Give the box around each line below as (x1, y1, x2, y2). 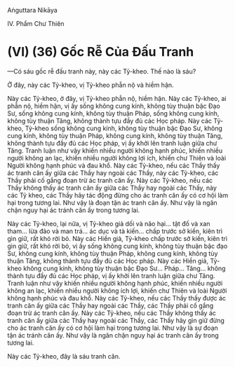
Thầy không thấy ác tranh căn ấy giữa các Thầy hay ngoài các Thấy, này (7, 183, 217, 192)
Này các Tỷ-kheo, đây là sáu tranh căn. (7, 352, 121, 360)
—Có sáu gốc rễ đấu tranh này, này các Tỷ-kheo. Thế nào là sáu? (7, 67, 196, 76)
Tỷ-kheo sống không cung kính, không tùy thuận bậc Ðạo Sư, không (25, 124, 223, 132)
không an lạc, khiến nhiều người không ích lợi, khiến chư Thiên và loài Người (7, 286, 227, 295)
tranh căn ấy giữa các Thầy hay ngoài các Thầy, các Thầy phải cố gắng (7, 301, 214, 310)
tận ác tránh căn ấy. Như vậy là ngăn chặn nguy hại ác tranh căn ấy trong (7, 331, 219, 339)
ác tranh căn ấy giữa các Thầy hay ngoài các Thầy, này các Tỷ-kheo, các (7, 168, 219, 177)
